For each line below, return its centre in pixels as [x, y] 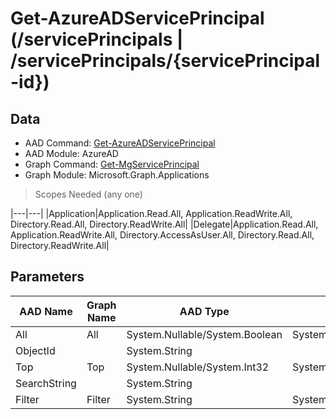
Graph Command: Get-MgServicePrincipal [112, 164]
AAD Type [204, 311]
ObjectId [35, 350]
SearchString [46, 383]
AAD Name [46, 311]
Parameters [47, 277]
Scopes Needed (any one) [88, 194]
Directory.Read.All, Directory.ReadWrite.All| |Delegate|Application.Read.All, [164, 224]
